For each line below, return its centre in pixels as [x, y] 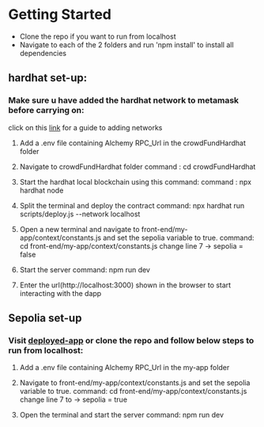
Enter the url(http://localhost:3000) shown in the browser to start [125, 285]
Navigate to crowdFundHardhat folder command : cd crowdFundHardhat [138, 167]
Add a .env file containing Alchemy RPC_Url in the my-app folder [124, 368]
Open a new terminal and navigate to [79, 229]
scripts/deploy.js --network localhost [80, 214]
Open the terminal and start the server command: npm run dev [121, 415]
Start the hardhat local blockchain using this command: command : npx [135, 182]
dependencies [43, 53]
